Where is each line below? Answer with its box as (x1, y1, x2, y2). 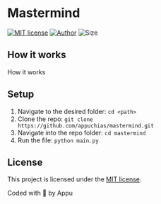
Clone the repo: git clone (17, 115, 93, 123)
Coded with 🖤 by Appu (7, 189, 73, 198)
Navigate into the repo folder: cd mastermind (17, 128, 146, 137)
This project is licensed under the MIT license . (7, 175, 142, 183)
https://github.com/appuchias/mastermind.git (17, 122, 154, 129)
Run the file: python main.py (17, 136, 99, 144)
